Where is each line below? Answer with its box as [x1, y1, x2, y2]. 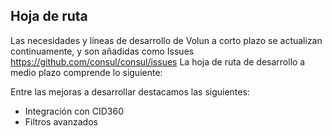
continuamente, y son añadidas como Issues [10, 45, 195, 57]
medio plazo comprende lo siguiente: [10, 66, 163, 78]
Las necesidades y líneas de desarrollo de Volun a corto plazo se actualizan [10, 34, 323, 46]
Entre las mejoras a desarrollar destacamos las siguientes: [10, 85, 250, 98]
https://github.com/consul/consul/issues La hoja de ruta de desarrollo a [10, 55, 306, 68]
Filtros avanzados [24, 115, 98, 128]
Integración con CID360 [24, 105, 124, 117]
